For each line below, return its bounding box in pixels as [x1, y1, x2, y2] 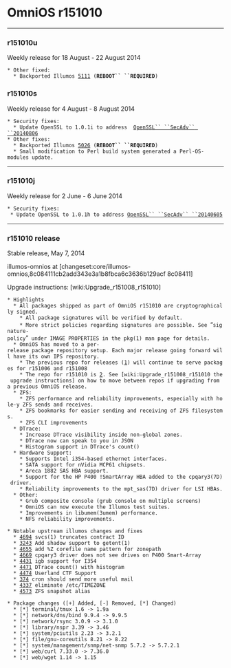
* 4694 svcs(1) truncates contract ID [13, 534, 125, 541]
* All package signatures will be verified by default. [19, 314, 184, 321]
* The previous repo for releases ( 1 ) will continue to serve [19, 359, 201, 366]
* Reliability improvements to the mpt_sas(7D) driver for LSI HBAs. [19, 486, 223, 493]
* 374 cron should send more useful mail [13, 576, 134, 583]
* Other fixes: [7, 136, 51, 142]
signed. [16, 308, 38, 316]
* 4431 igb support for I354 [13, 558, 97, 565]
